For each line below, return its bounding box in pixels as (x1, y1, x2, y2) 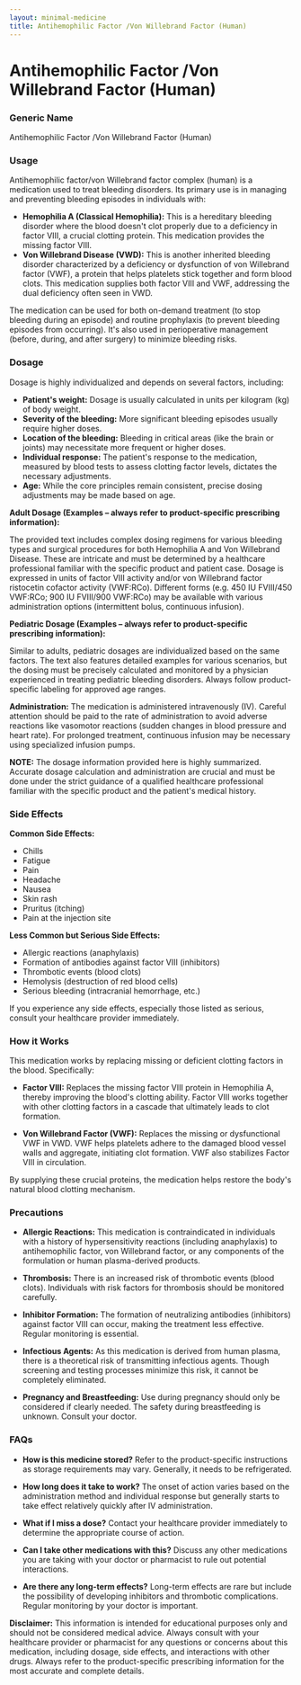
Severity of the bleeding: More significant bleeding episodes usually (22, 413, 279, 423)
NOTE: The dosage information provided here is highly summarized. (9, 756, 262, 767)
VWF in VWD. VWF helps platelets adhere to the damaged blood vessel (22, 1138, 287, 1149)
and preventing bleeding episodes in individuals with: (9, 194, 207, 205)
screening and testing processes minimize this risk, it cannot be (22, 1365, 259, 1376)
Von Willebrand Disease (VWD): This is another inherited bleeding (22, 249, 271, 261)
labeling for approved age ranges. (40, 683, 166, 694)
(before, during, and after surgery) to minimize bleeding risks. (9, 334, 238, 344)
